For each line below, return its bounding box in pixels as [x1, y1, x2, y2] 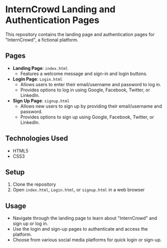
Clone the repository [12, 181, 56, 187]
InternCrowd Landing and [5, 4, 116, 15]
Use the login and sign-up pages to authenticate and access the [12, 226, 148, 232]
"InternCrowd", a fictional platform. [5, 37, 79, 43]
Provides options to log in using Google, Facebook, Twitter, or [20, 87, 151, 93]
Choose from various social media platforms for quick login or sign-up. [12, 237, 162, 243]
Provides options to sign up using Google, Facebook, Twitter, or [20, 114, 154, 120]
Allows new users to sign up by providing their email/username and [20, 103, 162, 109]
